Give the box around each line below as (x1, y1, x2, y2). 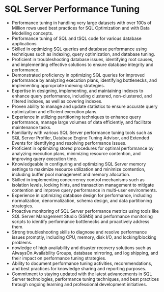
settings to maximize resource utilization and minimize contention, (11, 166, 146, 172)
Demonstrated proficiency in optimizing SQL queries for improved (11, 72, 145, 78)
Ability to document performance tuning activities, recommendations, (11, 260, 153, 266)
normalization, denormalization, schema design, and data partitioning (11, 197, 152, 203)
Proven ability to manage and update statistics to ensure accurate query (11, 103, 158, 109)
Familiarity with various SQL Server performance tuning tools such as (11, 130, 153, 135)
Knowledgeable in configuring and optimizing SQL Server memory (11, 161, 146, 167)
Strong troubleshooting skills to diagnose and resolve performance (11, 229, 147, 235)
